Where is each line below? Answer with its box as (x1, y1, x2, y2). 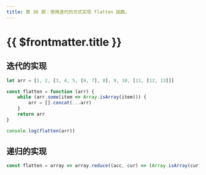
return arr (17, 111, 45, 117)
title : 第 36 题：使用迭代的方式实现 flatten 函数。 (6, 9, 130, 15)
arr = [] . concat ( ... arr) (28, 100, 92, 106)
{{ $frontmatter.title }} (6, 35, 122, 49)
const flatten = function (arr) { (6, 88, 95, 95)
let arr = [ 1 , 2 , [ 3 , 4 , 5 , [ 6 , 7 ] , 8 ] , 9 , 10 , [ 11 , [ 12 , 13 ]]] (6, 77, 175, 84)
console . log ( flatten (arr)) (6, 127, 75, 134)
